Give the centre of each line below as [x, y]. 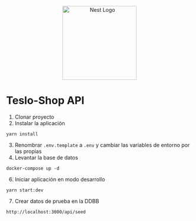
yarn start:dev [25, 190]
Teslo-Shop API [45, 101]
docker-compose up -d [33, 168]
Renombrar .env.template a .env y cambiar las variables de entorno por [102, 145]
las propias [28, 151]
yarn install [22, 134]
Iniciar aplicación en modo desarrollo [60, 179]
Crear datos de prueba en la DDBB [57, 201]
